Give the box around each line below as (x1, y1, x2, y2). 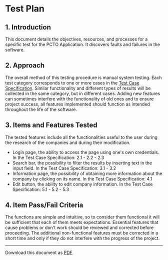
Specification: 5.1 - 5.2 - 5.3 (12, 186, 69, 192)
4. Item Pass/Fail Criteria (5, 201, 83, 209)
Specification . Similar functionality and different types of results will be (5, 85, 151, 91)
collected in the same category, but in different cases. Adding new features (5, 90, 160, 96)
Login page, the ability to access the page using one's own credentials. (12, 149, 159, 155)
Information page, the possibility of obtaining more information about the (12, 170, 162, 176)
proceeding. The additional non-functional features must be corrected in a (5, 230, 158, 236)
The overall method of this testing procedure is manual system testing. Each (5, 74, 162, 80)
